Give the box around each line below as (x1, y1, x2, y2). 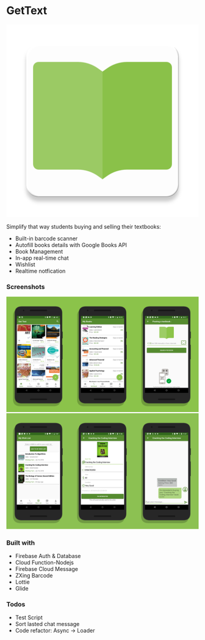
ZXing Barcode (15, 572, 53, 579)
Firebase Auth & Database (15, 552, 81, 559)
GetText (6, 4, 48, 18)
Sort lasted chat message (15, 620, 80, 628)
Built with (6, 539, 35, 547)
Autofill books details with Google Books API (15, 241, 127, 248)
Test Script (15, 614, 43, 621)
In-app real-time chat (15, 254, 69, 262)
